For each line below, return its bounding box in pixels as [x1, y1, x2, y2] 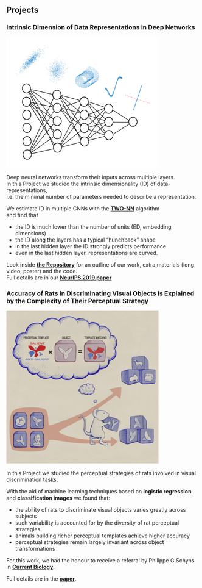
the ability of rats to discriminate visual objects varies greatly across [15, 506, 186, 514]
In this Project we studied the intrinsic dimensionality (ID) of [6, 180, 156, 188]
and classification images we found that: [6, 494, 111, 502]
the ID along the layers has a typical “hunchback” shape [15, 236, 156, 243]
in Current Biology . [6, 564, 55, 571]
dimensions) [15, 230, 47, 237]
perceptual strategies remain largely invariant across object [15, 539, 164, 546]
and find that [6, 212, 38, 219]
